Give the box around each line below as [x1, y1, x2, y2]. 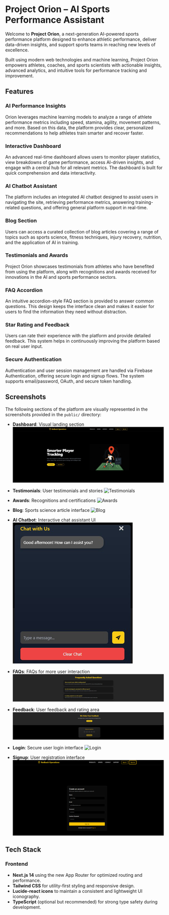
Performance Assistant [5, 14, 105, 26]
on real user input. [5, 343, 43, 349]
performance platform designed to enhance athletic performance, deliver [5, 36, 157, 42]
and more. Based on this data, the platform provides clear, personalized [5, 124, 153, 130]
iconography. [12, 893, 40, 899]
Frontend [5, 861, 28, 868]
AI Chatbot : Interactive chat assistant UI [12, 517, 96, 523]
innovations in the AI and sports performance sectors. [5, 274, 117, 280]
